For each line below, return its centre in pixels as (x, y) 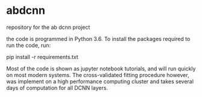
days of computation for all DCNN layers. (57, 87)
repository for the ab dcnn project (48, 27)
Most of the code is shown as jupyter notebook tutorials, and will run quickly (101, 68)
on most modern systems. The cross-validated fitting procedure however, (98, 75)
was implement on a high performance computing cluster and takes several (100, 81)
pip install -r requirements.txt (42, 57)
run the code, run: (29, 45)
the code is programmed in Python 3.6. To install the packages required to (98, 39)
